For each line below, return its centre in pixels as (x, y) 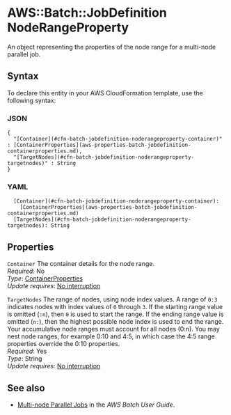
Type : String (25, 359)
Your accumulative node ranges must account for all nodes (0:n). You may (114, 329)
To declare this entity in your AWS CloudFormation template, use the (105, 93)
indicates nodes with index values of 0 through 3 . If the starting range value (115, 307)
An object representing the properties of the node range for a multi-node (112, 47)
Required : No (26, 271)
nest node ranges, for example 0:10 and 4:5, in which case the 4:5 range (111, 336)
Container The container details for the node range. (81, 264)
